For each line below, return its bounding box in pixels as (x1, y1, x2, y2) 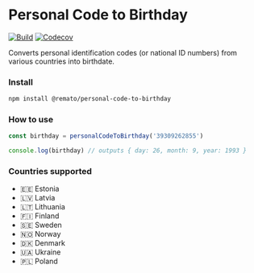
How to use (8, 114, 54, 126)
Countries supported (8, 166, 93, 177)
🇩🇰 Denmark (19, 238, 66, 248)
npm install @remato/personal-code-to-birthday (8, 95, 172, 103)
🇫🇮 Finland (19, 211, 60, 221)
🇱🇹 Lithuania (19, 202, 66, 212)
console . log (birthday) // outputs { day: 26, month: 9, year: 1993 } (8, 147, 248, 155)
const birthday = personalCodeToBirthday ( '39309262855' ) (8, 132, 204, 140)
